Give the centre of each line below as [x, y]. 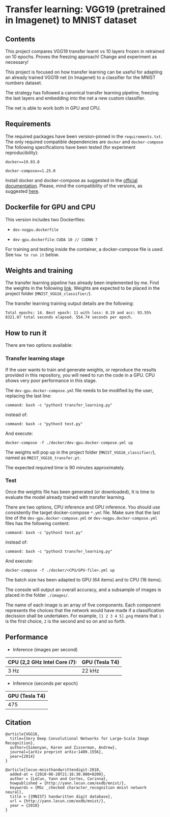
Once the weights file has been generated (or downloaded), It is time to [80, 492]
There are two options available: [39, 345]
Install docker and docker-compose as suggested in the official [72, 180]
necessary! [17, 62]
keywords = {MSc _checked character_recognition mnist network [78, 788]
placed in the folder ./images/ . [37, 595]
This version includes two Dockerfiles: [45, 219]
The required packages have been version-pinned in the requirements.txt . [84, 136]
